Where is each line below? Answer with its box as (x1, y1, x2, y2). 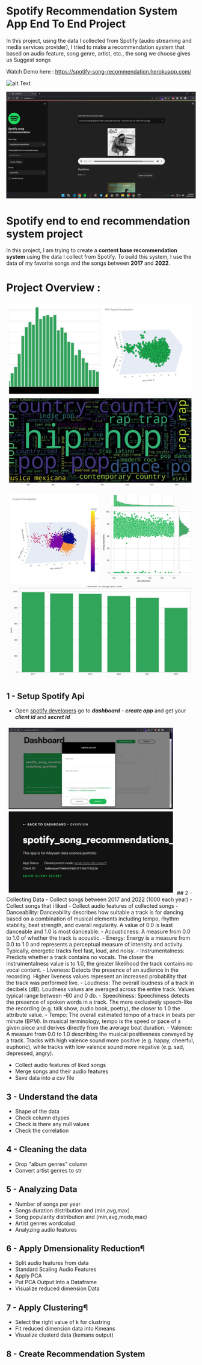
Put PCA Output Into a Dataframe (14, 1279, 97, 1286)
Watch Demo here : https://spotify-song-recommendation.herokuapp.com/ (6, 68, 192, 75)
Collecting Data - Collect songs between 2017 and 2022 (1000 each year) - (6, 896, 192, 903)
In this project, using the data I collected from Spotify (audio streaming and (6, 37, 192, 44)
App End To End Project (6, 17, 126, 31)
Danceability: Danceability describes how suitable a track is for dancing (6, 909, 184, 916)
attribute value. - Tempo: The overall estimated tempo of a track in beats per (6, 1012, 195, 1019)
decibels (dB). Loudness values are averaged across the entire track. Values (6, 986, 195, 993)
